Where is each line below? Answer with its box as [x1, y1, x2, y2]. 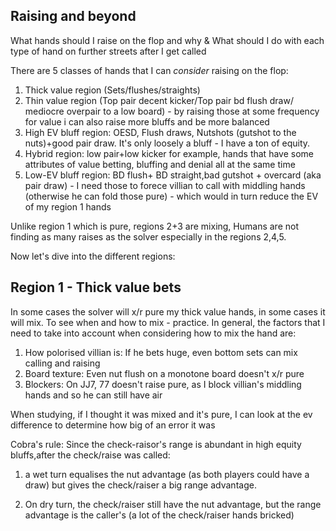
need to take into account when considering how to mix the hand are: [10, 327, 297, 339]
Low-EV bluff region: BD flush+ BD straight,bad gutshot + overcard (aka [24, 169, 322, 181]
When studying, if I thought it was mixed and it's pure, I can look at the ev [10, 408, 313, 420]
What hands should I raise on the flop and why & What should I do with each [10, 34, 325, 46]
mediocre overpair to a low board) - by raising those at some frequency [24, 105, 320, 117]
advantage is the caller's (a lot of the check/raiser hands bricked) [24, 509, 295, 521]
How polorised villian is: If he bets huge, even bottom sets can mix [24, 346, 298, 358]
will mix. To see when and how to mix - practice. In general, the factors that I [10, 316, 326, 328]
